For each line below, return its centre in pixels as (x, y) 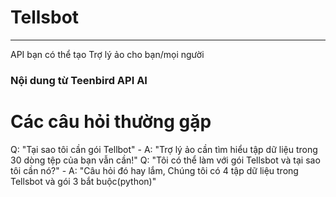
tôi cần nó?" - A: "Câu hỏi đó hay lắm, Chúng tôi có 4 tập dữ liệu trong (154, 170)
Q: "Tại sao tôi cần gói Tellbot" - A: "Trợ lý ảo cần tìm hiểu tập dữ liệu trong (164, 149)
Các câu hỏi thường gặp (111, 122)
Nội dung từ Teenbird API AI (79, 80)
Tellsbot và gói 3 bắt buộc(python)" (83, 181)
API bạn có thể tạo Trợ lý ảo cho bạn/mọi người (107, 54)
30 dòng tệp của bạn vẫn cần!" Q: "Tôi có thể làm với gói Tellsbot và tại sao (165, 160)
